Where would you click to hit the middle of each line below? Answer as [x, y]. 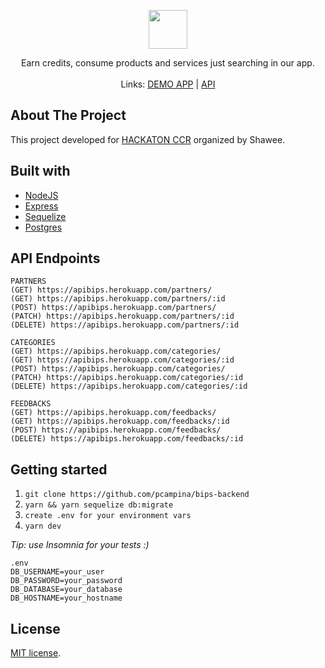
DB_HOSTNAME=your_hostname [66, 598]
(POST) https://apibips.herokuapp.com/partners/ [113, 308]
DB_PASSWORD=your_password [66, 581]
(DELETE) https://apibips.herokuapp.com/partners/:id [125, 325]
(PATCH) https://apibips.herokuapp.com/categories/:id [127, 378]
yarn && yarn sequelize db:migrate [99, 505]
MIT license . [36, 653]
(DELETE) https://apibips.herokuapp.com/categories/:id [129, 386]
